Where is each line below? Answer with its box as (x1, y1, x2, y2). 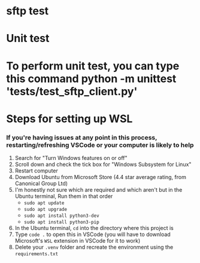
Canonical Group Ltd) (14, 180, 68, 187)
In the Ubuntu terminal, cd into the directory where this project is (14, 225, 174, 232)
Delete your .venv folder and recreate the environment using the (14, 244, 174, 251)
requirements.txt (14, 251, 59, 257)
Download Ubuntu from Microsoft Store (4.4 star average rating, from (14, 174, 187, 181)
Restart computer (14, 167, 59, 174)
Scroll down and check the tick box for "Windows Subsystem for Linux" (14, 161, 192, 168)
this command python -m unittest (6, 72, 177, 85)
